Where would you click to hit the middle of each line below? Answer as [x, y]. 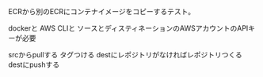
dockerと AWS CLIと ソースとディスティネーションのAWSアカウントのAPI [128, 28]
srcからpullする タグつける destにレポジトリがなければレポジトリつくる [126, 55]
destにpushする [34, 64]
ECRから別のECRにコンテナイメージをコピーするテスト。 [102, 11]
